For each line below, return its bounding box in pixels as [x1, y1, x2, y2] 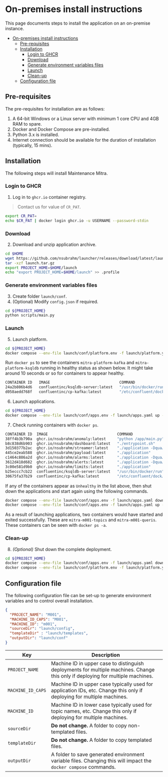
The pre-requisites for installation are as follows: [5, 105, 105, 112]
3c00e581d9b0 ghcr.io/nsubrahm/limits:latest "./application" [5, 464, 151, 469]
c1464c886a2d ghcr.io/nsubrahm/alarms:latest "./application [5, 455, 149, 460]
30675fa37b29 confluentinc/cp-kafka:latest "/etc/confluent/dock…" [5, 474, 166, 479]
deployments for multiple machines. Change [50, 666, 155, 673]
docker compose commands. [50, 763, 116, 770]
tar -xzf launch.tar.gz [5, 260, 55, 266]
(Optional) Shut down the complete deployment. [12, 546, 112, 552]
